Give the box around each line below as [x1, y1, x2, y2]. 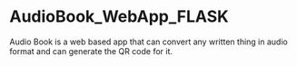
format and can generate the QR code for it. [9, 45, 173, 56]
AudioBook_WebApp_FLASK [9, 6, 229, 27]
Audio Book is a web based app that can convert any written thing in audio [9, 36, 288, 47]
